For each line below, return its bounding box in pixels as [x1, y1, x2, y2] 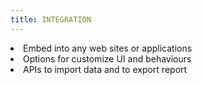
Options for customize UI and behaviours [23, 52, 192, 65]
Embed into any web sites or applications [23, 42, 193, 54]
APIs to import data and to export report [23, 63, 188, 75]
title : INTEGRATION [10, 14, 92, 25]
